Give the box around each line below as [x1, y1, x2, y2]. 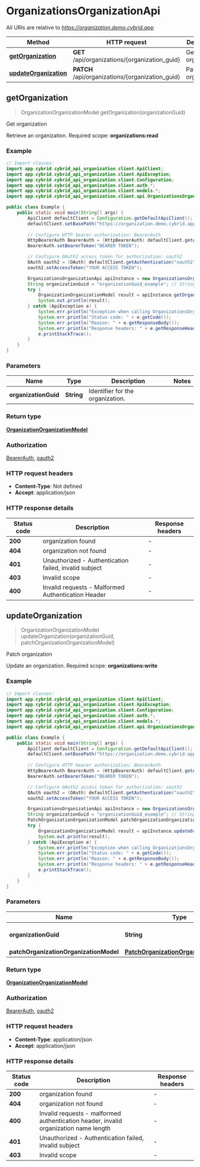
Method [26, 38, 49, 46]
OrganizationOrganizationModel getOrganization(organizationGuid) [20, 108, 186, 116]
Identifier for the [88, 387, 134, 396]
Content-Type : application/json [14, 1035, 92, 1043]
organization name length [39, 1124, 111, 1132]
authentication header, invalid [39, 1117, 123, 1125]
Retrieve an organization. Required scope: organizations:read [6, 132, 159, 139]
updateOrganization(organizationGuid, [20, 633, 115, 640]
